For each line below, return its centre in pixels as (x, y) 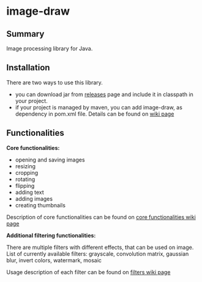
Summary (25, 34)
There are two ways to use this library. (54, 82)
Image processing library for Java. (50, 48)
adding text (29, 192)
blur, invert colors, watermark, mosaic (54, 260)
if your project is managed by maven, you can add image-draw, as (99, 107)
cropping (27, 173)
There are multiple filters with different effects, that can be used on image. (100, 247)
